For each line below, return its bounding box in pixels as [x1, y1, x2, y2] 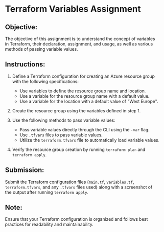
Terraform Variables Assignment [5, 3, 141, 15]
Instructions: [5, 60, 46, 69]
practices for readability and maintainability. [5, 221, 94, 228]
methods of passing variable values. [5, 46, 78, 52]
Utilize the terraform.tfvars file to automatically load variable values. [19, 137, 160, 143]
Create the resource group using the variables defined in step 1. [12, 107, 141, 113]
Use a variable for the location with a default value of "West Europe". [19, 98, 158, 104]
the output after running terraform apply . [5, 189, 89, 195]
